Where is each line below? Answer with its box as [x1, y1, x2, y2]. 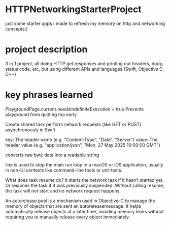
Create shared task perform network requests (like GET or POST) [5, 121, 142, 127]
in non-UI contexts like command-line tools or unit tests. [5, 167, 123, 173]
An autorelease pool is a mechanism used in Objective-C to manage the [5, 198, 155, 204]
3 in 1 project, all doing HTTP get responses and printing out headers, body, [5, 60, 163, 67]
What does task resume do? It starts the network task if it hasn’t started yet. [5, 177, 164, 183]
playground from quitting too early [5, 111, 77, 118]
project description [5, 44, 88, 55]
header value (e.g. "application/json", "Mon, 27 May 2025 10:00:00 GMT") [5, 142, 161, 148]
